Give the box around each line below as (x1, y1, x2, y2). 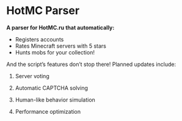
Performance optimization (15, 108, 81, 115)
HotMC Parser (6, 4, 80, 18)
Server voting (15, 72, 50, 79)
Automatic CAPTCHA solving (15, 84, 89, 92)
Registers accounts (15, 35, 64, 43)
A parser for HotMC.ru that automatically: (6, 24, 115, 31)
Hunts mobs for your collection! (15, 48, 95, 56)
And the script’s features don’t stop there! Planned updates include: (6, 61, 176, 68)
